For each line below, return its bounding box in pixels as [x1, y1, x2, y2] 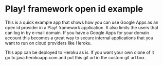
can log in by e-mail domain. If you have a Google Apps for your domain [5, 30, 149, 35]
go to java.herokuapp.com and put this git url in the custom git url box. [5, 54, 146, 60]
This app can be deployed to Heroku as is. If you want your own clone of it [5, 49, 154, 55]
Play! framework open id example [5, 3, 144, 15]
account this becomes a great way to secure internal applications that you [5, 35, 154, 41]
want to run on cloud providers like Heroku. [5, 40, 92, 46]
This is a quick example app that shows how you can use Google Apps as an [5, 19, 159, 25]
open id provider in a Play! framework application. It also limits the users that [5, 24, 159, 30]
